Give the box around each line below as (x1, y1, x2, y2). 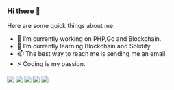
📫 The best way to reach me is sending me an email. (16, 50, 168, 58)
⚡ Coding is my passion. (16, 60, 86, 68)
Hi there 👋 (7, 6, 41, 16)
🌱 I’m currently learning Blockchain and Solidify (16, 42, 151, 50)
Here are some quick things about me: (7, 22, 115, 30)
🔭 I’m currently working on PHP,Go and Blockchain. (16, 35, 162, 43)
